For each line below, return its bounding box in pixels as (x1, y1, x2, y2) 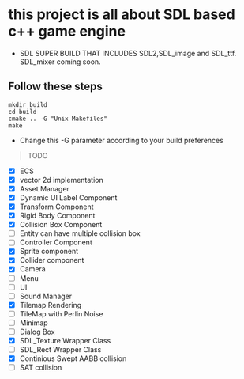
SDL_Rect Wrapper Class (19, 345, 102, 354)
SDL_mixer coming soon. (19, 57, 101, 66)
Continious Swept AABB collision (19, 354, 127, 363)
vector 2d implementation (19, 175, 104, 184)
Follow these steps (8, 80, 103, 93)
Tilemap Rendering (19, 300, 82, 309)
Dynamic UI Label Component (19, 192, 118, 203)
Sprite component (19, 247, 79, 256)
